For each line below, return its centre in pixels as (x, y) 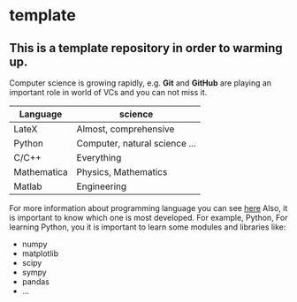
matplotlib (40, 253)
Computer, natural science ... (136, 143)
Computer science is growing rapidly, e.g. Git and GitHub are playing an (141, 83)
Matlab (28, 186)
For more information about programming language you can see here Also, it (148, 208)
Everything (99, 158)
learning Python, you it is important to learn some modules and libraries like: (148, 227)
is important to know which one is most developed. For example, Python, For (148, 218)
